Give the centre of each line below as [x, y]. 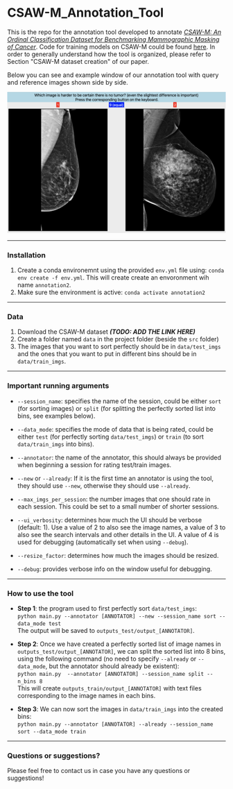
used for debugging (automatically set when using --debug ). [103, 542]
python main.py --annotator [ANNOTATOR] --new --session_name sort [116, 616]
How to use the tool [41, 593]
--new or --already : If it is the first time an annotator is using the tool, [115, 478]
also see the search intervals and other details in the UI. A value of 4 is [118, 534]
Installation [27, 255]
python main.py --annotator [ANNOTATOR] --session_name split [111, 674]
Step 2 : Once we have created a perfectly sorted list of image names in [119, 644]
